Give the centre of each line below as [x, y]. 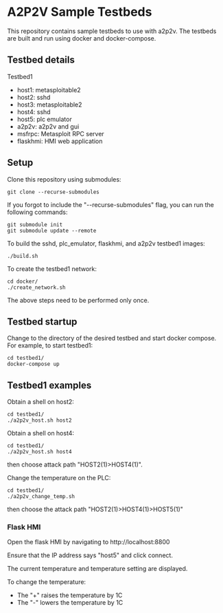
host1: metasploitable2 [49, 89]
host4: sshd [34, 111]
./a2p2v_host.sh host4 [39, 452]
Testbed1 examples [49, 385]
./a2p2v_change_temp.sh [41, 497]
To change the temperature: [47, 582]
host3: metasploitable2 [49, 105]
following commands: [37, 212]
